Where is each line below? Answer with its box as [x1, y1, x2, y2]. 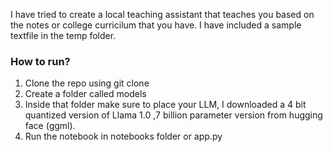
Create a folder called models [24, 88, 147, 100]
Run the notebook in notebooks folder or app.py [24, 130, 223, 143]
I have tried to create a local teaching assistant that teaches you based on [10, 9, 315, 20]
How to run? [10, 54, 71, 68]
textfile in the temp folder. [10, 30, 117, 41]
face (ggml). [24, 120, 76, 132]
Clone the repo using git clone [24, 77, 150, 89]
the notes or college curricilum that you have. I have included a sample [10, 19, 302, 31]
